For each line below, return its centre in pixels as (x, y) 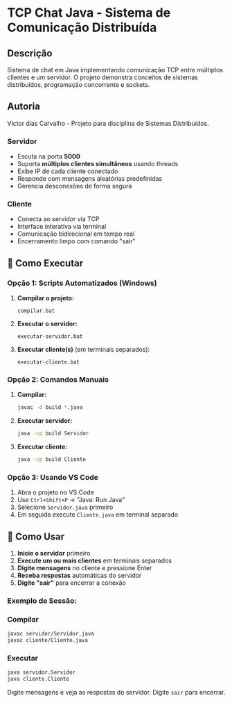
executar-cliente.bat (48, 362)
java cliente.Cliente (38, 679)
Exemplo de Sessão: (42, 601)
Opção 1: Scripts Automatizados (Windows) (82, 283)
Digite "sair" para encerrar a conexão (72, 583)
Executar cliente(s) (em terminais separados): (83, 350)
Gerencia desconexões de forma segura (74, 186)
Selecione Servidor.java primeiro (65, 507)
